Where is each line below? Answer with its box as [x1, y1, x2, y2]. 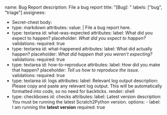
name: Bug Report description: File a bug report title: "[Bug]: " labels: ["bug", [4, 4, 162, 10]
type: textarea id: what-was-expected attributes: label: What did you [11, 30, 153, 35]
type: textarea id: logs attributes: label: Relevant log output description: [11, 77, 158, 83]
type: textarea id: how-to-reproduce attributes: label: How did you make [11, 62, 160, 67]
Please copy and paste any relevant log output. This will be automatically [11, 83, 162, 89]
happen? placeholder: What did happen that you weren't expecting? [11, 51, 153, 57]
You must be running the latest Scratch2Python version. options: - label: [11, 99, 160, 104]
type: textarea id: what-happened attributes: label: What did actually [11, 46, 152, 51]
